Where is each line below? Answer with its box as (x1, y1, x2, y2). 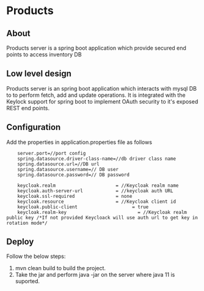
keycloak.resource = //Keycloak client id (17, 198, 176, 205)
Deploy (6, 236, 34, 247)
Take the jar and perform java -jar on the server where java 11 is (15, 271, 175, 279)
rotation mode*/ (6, 220, 48, 226)
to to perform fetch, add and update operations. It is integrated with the (6, 91, 186, 99)
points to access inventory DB (6, 51, 82, 58)
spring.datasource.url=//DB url (17, 161, 100, 167)
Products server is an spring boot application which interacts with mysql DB (6, 85, 197, 92)
